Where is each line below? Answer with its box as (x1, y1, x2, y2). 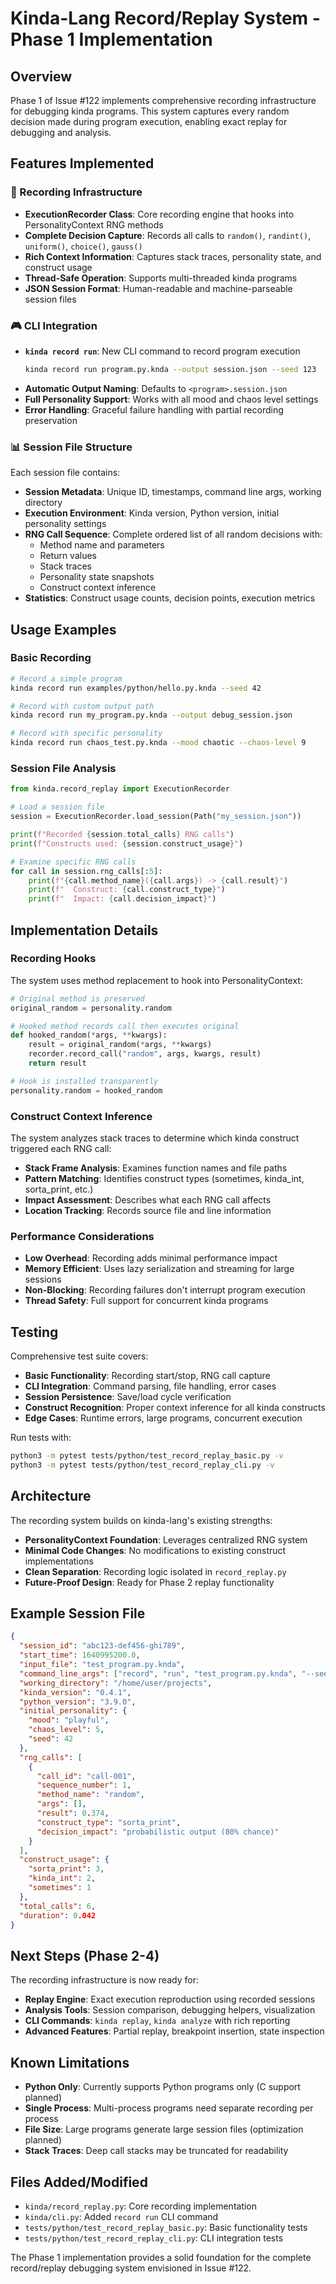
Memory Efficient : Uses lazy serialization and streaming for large (24, 1263, 295, 1275)
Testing (10, 1323, 59, 1341)
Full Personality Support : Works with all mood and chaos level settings (24, 393, 319, 405)
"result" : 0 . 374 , (36, 1808, 110, 1819)
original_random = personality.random (10, 1003, 172, 1013)
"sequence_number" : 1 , (36, 1780, 132, 1791)
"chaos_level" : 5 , (28, 1725, 105, 1735)
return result (28, 1058, 87, 1069)
